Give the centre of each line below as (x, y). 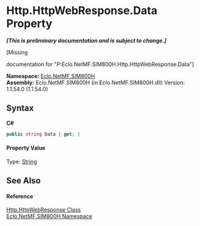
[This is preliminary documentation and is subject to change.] (86, 40)
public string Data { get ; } (43, 134)
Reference (20, 196)
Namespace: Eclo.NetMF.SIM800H (51, 76)
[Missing (17, 52)
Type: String (22, 161)
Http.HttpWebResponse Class (44, 210)
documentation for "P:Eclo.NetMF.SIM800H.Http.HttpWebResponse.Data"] (100, 64)
